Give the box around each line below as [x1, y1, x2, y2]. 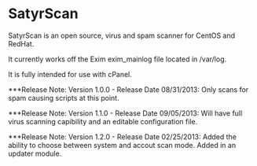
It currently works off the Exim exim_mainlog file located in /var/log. [8, 54, 227, 64]
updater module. [8, 149, 62, 158]
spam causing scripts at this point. [8, 93, 119, 102]
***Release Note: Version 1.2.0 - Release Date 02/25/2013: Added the [8, 131, 237, 142]
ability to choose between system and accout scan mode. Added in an [8, 140, 237, 149]
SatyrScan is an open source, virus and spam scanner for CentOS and [8, 31, 236, 40]
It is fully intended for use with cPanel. [8, 69, 132, 79]
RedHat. [8, 39, 35, 48]
